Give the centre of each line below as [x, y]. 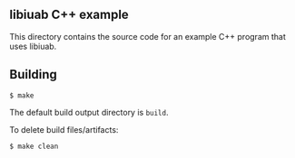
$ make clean [34, 146]
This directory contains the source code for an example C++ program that [147, 36]
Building [33, 74]
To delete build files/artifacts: [64, 129]
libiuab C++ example [69, 15]
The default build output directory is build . [89, 112]
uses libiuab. [33, 46]
